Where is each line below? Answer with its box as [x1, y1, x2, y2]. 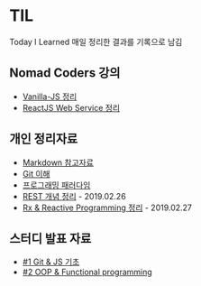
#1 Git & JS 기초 [22, 256, 80, 267]
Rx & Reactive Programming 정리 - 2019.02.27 [22, 202, 192, 213]
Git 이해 [22, 168, 50, 179]
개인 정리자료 [9, 132, 78, 147]
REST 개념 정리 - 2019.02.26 [22, 190, 126, 201]
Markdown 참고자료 [22, 157, 95, 168]
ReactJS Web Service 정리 [22, 102, 120, 113]
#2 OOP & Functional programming [22, 267, 153, 278]
